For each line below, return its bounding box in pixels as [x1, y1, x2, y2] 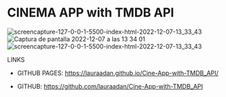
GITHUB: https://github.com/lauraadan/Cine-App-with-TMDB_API [17, 82, 203, 90]
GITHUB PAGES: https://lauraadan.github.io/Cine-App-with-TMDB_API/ [17, 69, 219, 77]
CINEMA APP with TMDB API [7, 5, 174, 21]
